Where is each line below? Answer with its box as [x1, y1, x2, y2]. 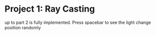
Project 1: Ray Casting [4, 3, 95, 15]
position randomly [4, 24, 41, 30]
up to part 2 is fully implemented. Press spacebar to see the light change [4, 19, 151, 25]
